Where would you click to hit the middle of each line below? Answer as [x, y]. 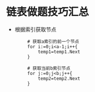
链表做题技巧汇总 [48, 12]
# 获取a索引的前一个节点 [53, 42]
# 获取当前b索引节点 [49, 68]
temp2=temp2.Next [59, 79]
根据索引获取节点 [35, 29]
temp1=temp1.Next [59, 52]
